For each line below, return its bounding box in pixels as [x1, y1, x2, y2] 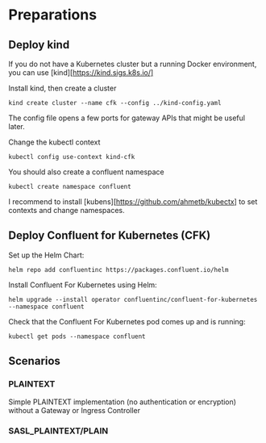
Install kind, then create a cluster [8, 83, 117, 93]
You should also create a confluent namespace [8, 167, 164, 177]
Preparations [8, 6, 98, 24]
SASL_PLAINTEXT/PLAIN [8, 425, 109, 437]
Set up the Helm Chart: [8, 250, 85, 260]
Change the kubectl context [8, 137, 101, 147]
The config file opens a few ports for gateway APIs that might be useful [8, 113, 246, 123]
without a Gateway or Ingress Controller [8, 405, 141, 415]
